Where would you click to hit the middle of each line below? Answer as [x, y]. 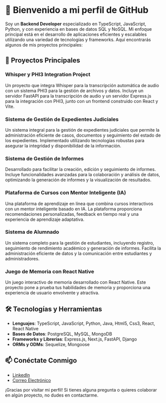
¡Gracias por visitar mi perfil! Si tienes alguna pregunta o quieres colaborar [81, 390]
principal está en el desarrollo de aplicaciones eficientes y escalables [76, 34]
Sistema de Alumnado [32, 232]
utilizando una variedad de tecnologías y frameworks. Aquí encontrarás [78, 40]
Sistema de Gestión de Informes [45, 158]
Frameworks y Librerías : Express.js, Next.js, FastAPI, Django [75, 339]
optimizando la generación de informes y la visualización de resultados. [78, 180]
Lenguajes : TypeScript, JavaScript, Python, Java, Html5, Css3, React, [83, 323]
